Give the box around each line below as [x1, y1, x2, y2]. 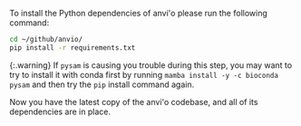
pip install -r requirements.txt [9, 43, 136, 53]
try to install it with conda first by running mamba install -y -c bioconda [9, 69, 279, 80]
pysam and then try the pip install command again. [9, 79, 195, 90]
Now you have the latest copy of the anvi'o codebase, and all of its [9, 96, 258, 107]
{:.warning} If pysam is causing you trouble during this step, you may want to [9, 59, 293, 71]
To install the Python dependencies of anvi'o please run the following [9, 8, 267, 18]
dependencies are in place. [9, 106, 112, 117]
